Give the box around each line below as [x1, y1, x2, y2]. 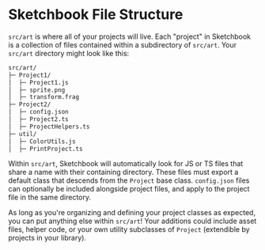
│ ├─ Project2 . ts [8, 116, 69, 123]
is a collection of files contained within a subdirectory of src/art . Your [8, 40, 237, 49]
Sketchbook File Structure [8, 6, 184, 24]
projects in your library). [8, 233, 87, 243]
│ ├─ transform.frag [8, 93, 80, 101]
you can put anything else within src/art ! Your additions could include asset [8, 216, 257, 226]
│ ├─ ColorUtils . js [8, 137, 77, 146]
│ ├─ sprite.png [8, 85, 66, 94]
